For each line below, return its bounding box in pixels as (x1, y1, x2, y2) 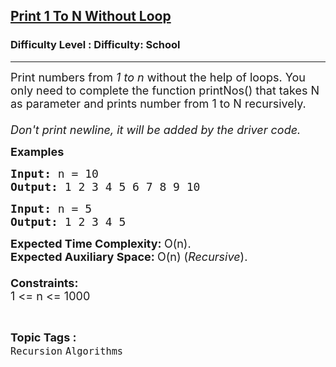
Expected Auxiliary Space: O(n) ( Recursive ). (10, 249, 248, 264)
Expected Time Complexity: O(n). (10, 236, 192, 251)
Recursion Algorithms (10, 345, 124, 358)
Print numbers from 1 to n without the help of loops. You (10, 70, 306, 84)
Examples (10, 144, 65, 159)
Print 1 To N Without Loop (10, 8, 172, 25)
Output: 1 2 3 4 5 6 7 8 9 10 (10, 179, 201, 194)
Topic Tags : (10, 330, 77, 344)
